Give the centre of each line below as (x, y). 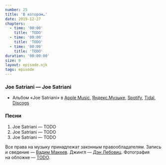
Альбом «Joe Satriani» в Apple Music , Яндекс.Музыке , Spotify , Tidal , (84, 98)
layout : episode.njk (27, 65)
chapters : (15, 24)
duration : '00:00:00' (28, 56)
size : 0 (13, 60)
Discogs (21, 103)
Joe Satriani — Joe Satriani (38, 87)
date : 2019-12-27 (23, 19)
